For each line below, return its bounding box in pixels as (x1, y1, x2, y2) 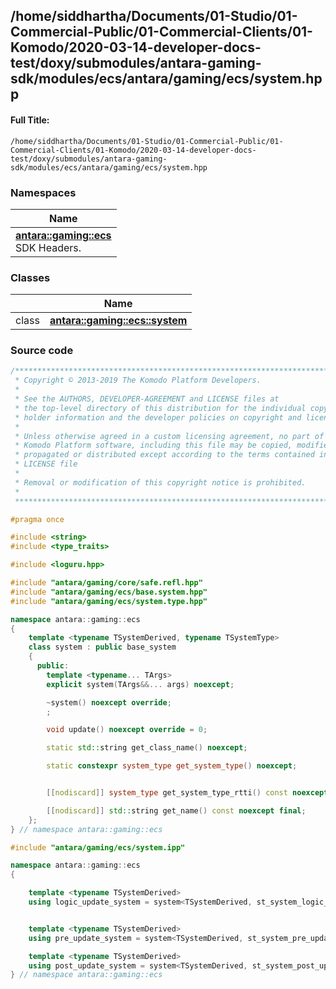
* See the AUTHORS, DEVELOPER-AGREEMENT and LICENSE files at (14, 394, 280, 404)
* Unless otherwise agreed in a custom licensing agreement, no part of (14, 431, 325, 441)
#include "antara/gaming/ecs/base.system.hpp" (10, 587, 208, 597)
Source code (10, 344, 74, 358)
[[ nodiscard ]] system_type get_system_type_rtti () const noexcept (46, 788, 329, 798)
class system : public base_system (28, 642, 177, 653)
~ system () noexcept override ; (46, 697, 172, 708)
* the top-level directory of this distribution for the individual (14, 403, 307, 413)
